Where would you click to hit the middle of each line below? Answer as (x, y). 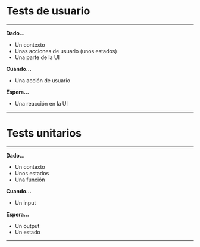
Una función (30, 180)
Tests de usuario (48, 11)
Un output (27, 226)
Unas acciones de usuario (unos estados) (66, 51)
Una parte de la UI (37, 57)
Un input (25, 203)
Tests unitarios (44, 133)
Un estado (27, 232)
